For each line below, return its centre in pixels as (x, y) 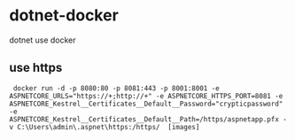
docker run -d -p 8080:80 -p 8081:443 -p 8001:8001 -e (116, 88)
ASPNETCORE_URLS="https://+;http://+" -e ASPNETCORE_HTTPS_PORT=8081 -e (146, 96)
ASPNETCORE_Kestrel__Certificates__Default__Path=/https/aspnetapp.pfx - (148, 119)
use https (36, 68)
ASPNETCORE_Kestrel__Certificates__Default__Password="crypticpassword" (146, 104)
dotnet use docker (43, 40)
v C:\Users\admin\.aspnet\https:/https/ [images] (105, 127)
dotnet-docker (64, 16)
